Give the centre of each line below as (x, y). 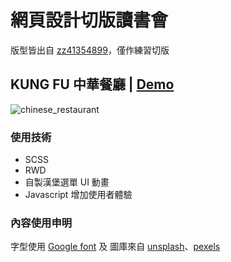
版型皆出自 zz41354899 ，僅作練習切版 (90, 50)
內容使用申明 (41, 223)
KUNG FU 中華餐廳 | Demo (92, 84)
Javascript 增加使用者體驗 (78, 195)
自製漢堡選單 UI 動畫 (67, 182)
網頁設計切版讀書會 (89, 20)
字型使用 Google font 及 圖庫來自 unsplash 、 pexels (115, 247)
